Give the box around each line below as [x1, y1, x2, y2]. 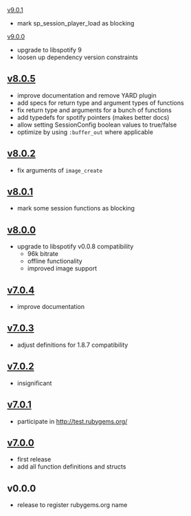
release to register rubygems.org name [16, 501, 128, 509]
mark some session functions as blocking [16, 204, 135, 213]
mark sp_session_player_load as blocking [16, 19, 135, 27]
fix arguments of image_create [16, 166, 103, 174]
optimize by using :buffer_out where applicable [16, 127, 153, 136]
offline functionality [27, 257, 82, 266]
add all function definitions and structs [16, 462, 126, 471]
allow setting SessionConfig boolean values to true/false [16, 120, 177, 129]
